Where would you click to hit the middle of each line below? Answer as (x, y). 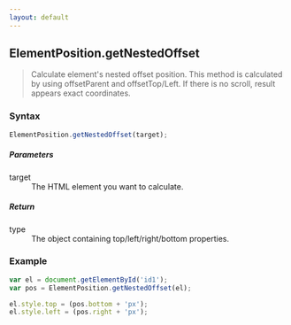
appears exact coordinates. (80, 93)
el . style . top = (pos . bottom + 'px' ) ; (79, 304)
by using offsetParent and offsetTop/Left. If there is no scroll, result (153, 84)
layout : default (39, 17)
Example (28, 261)
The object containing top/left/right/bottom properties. (130, 238)
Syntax (25, 116)
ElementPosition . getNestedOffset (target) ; (88, 135)
